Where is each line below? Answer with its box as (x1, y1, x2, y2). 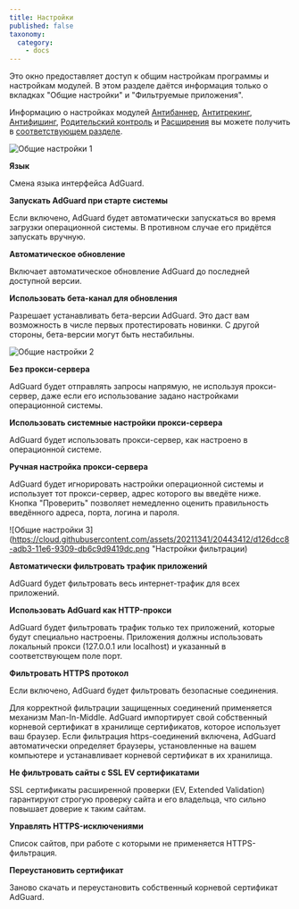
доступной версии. (9, 276, 82, 287)
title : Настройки (9, 13, 74, 22)
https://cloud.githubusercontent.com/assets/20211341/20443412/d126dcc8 (12, 534, 290, 545)
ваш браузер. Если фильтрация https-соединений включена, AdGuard (9, 731, 277, 742)
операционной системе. (9, 444, 103, 455)
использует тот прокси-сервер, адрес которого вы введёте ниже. (9, 488, 262, 499)
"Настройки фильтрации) (151, 544, 248, 555)
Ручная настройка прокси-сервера (9, 462, 149, 472)
